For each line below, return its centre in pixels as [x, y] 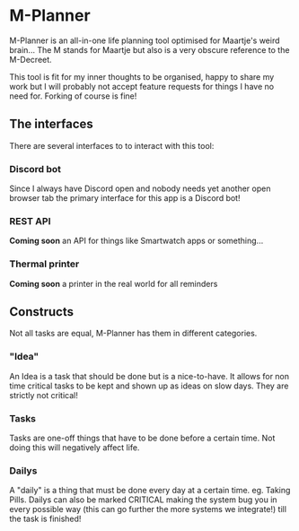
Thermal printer [44, 264]
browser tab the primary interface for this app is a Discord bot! [125, 198]
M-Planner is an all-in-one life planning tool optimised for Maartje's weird [145, 40]
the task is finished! [45, 519]
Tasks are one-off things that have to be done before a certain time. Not [142, 438]
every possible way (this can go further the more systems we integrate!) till [148, 509]
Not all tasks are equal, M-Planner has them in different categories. [133, 334]
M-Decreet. [31, 59]
